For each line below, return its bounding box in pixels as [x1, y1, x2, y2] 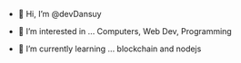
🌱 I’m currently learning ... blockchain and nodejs [17, 43, 202, 54]
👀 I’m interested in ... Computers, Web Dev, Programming [17, 26, 232, 36]
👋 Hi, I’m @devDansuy [17, 9, 102, 19]
